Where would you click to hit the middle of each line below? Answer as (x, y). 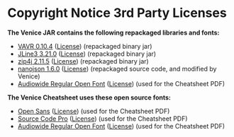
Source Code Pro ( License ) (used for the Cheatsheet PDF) (102, 119)
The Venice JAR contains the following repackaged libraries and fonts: (113, 32)
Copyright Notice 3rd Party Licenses (117, 13)
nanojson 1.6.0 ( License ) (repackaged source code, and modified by (117, 68)
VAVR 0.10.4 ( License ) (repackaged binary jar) (85, 46)
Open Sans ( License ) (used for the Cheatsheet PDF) (94, 111)
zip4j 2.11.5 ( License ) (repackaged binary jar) (83, 61)
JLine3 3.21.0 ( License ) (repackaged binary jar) (87, 54)
